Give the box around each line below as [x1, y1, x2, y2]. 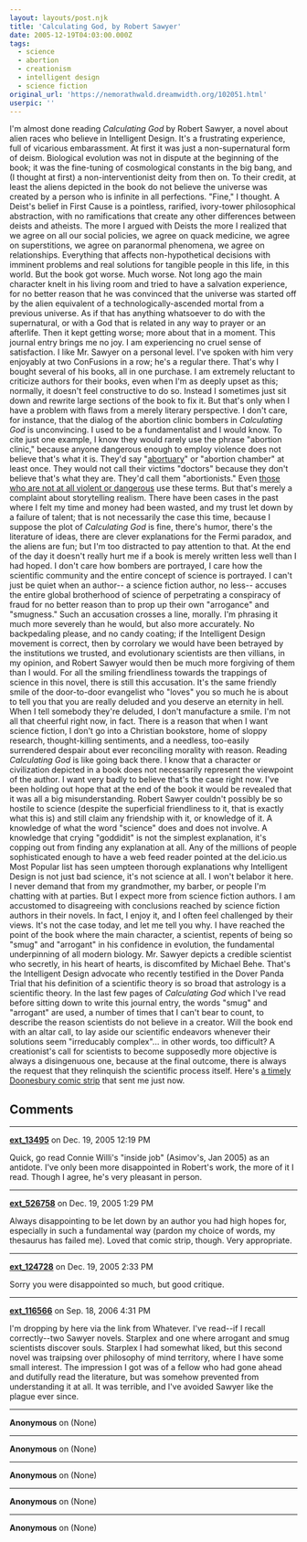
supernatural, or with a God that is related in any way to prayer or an [9, 317, 267, 329]
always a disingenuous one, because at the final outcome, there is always [9, 1056, 287, 1067]
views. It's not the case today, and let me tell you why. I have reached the [9, 920, 285, 931]
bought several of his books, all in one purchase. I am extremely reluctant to [9, 367, 295, 378]
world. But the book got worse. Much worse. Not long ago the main [9, 269, 262, 280]
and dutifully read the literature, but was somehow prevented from [9, 1372, 259, 1383]
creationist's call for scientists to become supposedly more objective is [9, 1046, 277, 1057]
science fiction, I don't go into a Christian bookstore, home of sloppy [9, 726, 268, 737]
